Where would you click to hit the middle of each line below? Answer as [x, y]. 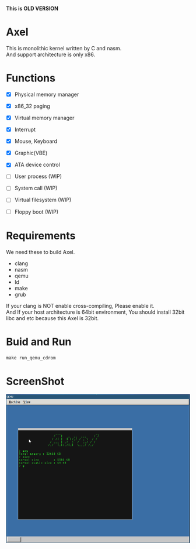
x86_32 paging [32, 106]
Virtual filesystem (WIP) [43, 200]
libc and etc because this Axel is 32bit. [52, 318]
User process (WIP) [38, 176]
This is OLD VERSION [32, 8]
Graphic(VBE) [31, 153]
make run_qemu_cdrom [31, 358]
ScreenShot [35, 381]
